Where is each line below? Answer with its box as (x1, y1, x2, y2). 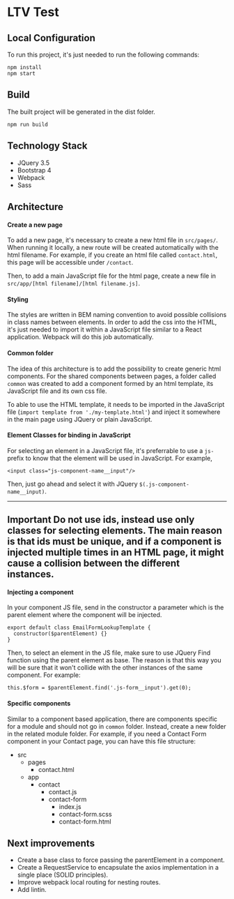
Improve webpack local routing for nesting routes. (17, 878, 161, 886)
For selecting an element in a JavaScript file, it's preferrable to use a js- (7, 446, 214, 454)
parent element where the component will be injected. (7, 611, 162, 619)
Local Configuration (7, 32, 96, 44)
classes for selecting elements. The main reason (7, 525, 223, 537)
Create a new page (7, 221, 63, 229)
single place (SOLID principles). (17, 870, 109, 879)
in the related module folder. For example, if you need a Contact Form (7, 729, 207, 738)
